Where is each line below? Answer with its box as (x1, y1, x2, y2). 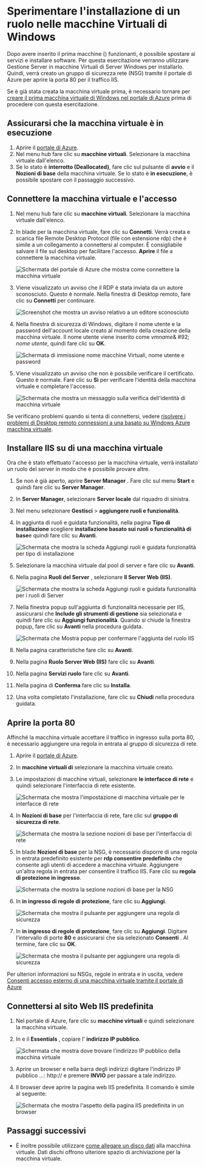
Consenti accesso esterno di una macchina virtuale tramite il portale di (7, 977, 184, 984)
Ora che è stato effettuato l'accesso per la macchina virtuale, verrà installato (7, 459, 198, 466)
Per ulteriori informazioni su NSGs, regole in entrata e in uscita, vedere (7, 970, 183, 978)
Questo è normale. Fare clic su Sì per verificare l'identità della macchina (15, 376, 196, 383)
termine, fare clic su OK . (15, 941, 77, 948)
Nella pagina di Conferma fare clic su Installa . (15, 682, 132, 689)
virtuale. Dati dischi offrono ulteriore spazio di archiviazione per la (15, 1148, 181, 1155)
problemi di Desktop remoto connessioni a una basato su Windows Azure (7, 419, 191, 426)
